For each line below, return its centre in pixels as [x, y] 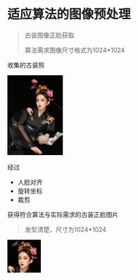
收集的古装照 [26, 65]
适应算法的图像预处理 [69, 14]
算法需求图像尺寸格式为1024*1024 [75, 50]
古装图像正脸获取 [49, 35]
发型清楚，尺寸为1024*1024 [65, 229]
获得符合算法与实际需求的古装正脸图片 [63, 214]
